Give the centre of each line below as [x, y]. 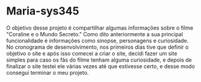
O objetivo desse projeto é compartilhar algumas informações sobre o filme [100, 28]
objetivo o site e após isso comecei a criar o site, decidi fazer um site [92, 53]
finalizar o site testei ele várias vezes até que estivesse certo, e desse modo [101, 66]
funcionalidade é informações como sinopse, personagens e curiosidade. [97, 40]
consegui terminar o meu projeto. [48, 72]
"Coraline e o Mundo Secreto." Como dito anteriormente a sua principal [95, 34]
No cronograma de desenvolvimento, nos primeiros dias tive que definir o [97, 47]
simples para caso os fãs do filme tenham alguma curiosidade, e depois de [99, 60]
